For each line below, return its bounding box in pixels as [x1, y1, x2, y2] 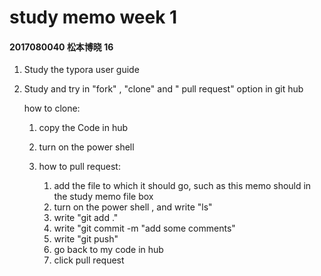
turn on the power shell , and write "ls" [53, 201, 213, 213]
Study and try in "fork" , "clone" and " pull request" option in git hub [23, 83, 304, 95]
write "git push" [53, 233, 119, 245]
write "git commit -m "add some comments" [53, 222, 236, 235]
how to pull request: [38, 161, 121, 173]
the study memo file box [53, 191, 154, 203]
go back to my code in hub [53, 244, 164, 256]
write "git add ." [53, 212, 119, 224]
